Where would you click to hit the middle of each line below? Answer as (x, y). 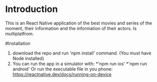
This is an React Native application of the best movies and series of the (78, 23)
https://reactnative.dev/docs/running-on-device (62, 74)
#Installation (18, 43)
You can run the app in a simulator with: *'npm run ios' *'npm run (80, 63)
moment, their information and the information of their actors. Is (71, 28)
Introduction (32, 9)
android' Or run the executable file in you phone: (62, 69)
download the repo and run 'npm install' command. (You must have (82, 53)
